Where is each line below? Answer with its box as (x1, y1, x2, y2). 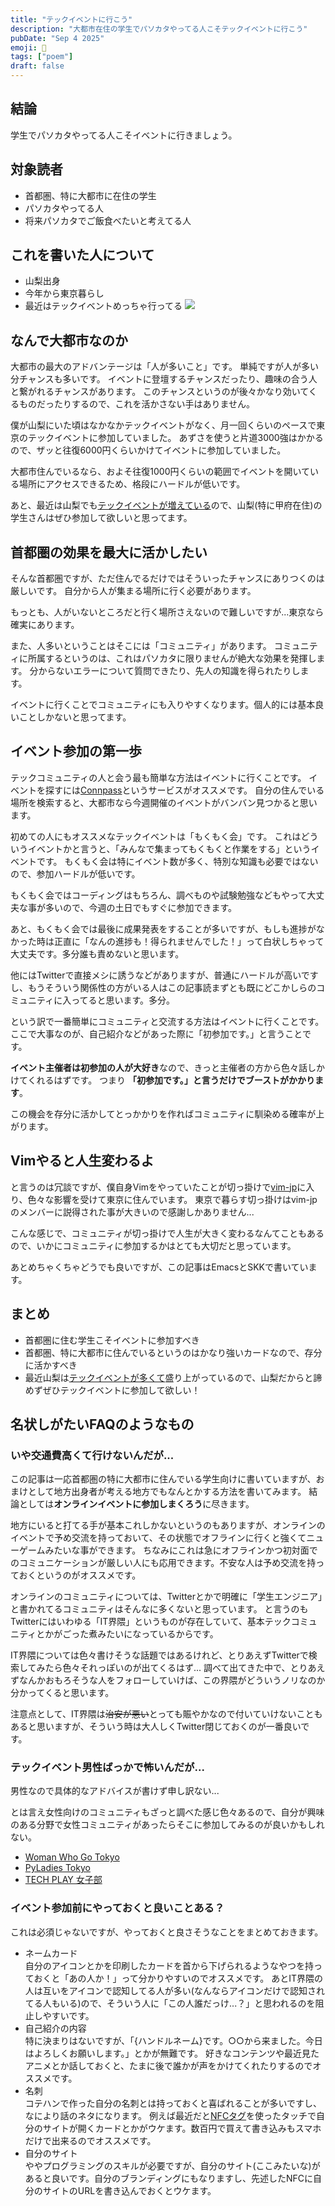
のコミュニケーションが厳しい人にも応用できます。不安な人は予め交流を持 (10, 1557, 317, 1569)
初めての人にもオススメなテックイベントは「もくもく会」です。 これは (10, 830, 302, 842)
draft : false (10, 61, 65, 71)
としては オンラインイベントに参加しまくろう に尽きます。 (18, 1498, 255, 1510)
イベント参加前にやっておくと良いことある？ (10, 1901, 225, 1915)
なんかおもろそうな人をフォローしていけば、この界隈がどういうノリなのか (18, 1674, 326, 1686)
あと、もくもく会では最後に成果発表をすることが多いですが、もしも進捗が (10, 922, 317, 935)
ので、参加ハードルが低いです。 (10, 867, 141, 880)
